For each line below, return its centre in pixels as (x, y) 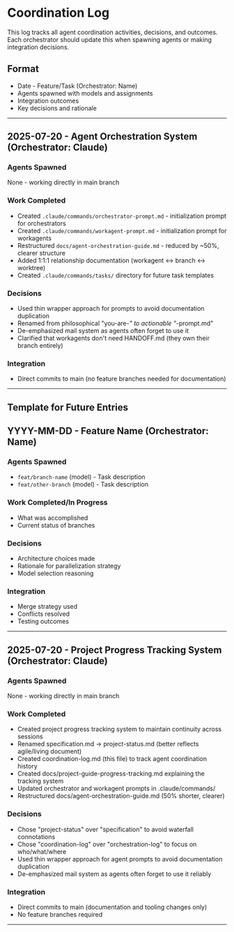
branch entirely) (40, 346)
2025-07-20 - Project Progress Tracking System (115, 650)
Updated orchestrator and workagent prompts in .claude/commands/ (116, 789)
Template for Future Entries (68, 407)
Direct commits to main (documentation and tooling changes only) (112, 907)
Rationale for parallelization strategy (69, 566)
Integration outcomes (48, 101)
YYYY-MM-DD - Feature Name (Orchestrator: (108, 431)
